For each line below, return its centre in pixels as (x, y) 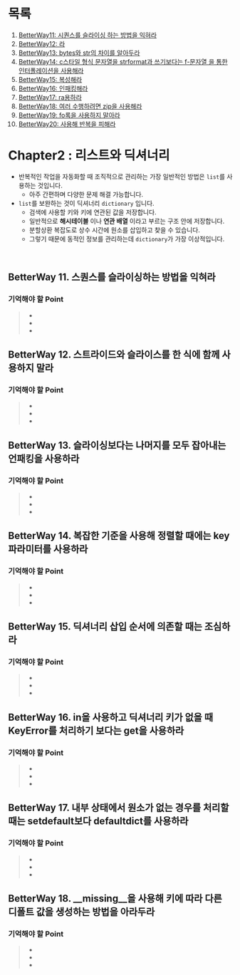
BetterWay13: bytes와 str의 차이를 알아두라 (79, 53)
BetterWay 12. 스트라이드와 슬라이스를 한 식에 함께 (114, 354)
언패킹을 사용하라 (44, 458)
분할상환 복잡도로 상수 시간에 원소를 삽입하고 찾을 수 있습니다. (114, 230)
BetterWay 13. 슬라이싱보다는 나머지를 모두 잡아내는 (117, 445)
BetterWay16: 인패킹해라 (53, 88)
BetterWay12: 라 (42, 43)
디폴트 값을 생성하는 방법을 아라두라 (82, 912)
